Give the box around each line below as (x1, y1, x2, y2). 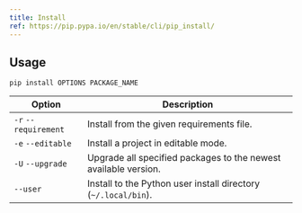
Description (162, 98, 214, 111)
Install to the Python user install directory (86, 177, 261, 190)
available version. (86, 163, 162, 175)
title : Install (9, 13, 67, 22)
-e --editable (13, 138, 72, 149)
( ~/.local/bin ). (86, 189, 153, 201)
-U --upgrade (13, 159, 67, 169)
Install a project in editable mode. (86, 137, 227, 149)
